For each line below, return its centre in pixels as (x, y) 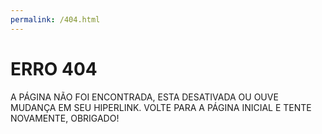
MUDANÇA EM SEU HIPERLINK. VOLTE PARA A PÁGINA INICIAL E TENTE (161, 107)
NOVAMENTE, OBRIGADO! (65, 118)
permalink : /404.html (55, 19)
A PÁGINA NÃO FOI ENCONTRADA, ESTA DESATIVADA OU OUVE (144, 97)
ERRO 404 (54, 68)
